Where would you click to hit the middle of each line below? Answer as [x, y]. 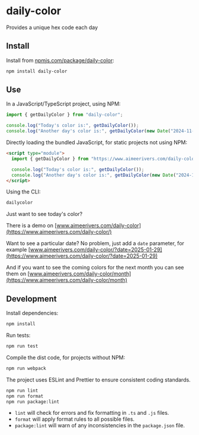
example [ [18, 250]
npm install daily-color [37, 71]
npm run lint [22, 390]
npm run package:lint [33, 402]
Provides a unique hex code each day [52, 27]
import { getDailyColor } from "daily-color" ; [65, 115]
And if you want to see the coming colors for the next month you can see [95, 268]
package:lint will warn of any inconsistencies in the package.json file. [100, 426]
